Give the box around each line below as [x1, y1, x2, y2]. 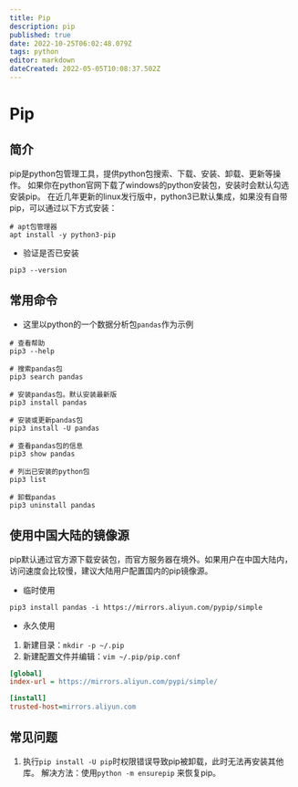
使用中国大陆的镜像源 [9, 528, 129, 543]
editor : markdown [9, 56, 76, 65]
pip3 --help [9, 346, 55, 356]
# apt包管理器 [9, 222, 57, 231]
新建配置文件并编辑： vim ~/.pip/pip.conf [22, 650, 180, 662]
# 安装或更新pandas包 [9, 415, 84, 425]
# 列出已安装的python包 [9, 467, 90, 476]
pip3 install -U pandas [9, 424, 100, 433]
